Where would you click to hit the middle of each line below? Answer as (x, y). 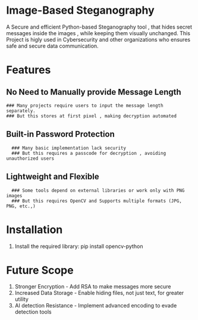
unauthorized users (30, 159)
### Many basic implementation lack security (69, 148)
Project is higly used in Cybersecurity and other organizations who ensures (98, 39)
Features (29, 70)
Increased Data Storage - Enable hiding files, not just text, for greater (99, 293)
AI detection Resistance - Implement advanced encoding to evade (96, 306)
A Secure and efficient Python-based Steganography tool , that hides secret (99, 27)
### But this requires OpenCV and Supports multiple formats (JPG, (97, 201)
